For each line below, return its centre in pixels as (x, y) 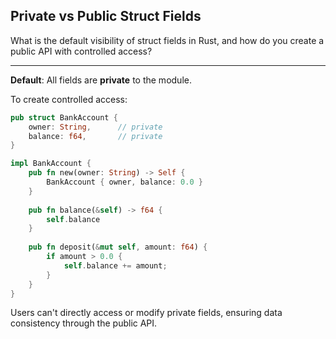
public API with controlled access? (81, 51)
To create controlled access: (69, 99)
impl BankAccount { (51, 164)
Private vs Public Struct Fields (106, 16)
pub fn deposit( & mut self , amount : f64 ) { (118, 247)
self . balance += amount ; (115, 265)
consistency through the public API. (84, 323)
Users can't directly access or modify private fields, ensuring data (146, 313)
